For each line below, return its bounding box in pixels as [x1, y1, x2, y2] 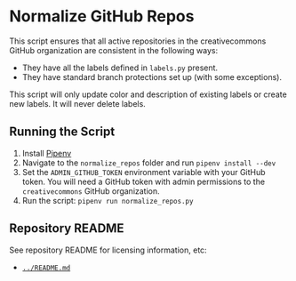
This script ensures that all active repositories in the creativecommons [9, 36, 267, 46]
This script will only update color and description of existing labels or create [9, 89, 287, 100]
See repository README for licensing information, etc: [9, 245, 207, 255]
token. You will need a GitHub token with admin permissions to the [21, 176, 265, 187]
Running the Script [9, 124, 116, 140]
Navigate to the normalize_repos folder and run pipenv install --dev [21, 157, 276, 168]
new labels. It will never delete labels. [9, 98, 147, 108]
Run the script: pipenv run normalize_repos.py [21, 195, 194, 205]
